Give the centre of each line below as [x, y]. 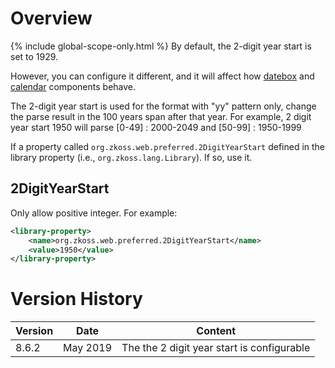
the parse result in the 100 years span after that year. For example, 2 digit [161, 116]
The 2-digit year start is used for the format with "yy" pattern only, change [163, 106]
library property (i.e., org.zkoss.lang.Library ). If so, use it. [131, 157]
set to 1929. [34, 56]
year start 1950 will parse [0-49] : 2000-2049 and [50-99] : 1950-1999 [156, 127]
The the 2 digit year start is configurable [216, 348]
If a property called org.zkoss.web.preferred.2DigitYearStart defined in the [168, 146]
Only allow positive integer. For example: [94, 213]
